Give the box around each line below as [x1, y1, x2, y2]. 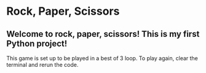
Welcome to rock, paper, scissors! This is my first [6, 29, 200, 39]
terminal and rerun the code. [6, 61, 79, 68]
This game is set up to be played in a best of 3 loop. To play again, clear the [6, 55, 199, 62]
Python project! [6, 38, 68, 48]
